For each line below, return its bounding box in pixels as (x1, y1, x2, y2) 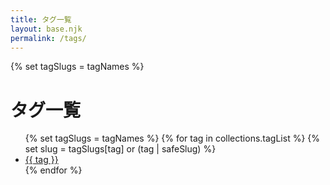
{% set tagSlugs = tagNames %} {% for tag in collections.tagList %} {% (24, 132, 321, 145)
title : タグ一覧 (10, 14, 72, 25)
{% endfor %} (24, 164, 83, 176)
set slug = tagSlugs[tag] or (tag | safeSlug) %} (24, 143, 217, 155)
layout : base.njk (10, 24, 83, 34)
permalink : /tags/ (10, 33, 87, 43)
